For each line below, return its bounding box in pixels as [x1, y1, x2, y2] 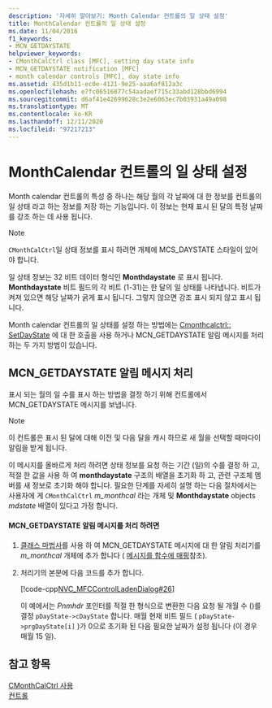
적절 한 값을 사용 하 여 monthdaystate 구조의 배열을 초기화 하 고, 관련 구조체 [8, 470, 253, 480]
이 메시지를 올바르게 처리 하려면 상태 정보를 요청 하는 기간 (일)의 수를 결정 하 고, [8, 460, 260, 470]
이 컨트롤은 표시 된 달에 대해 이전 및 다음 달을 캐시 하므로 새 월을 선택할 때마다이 [8, 432, 261, 442]
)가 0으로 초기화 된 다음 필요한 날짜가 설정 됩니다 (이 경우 [76, 621, 257, 631]
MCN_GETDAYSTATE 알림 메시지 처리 [8, 367, 193, 380]
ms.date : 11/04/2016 [8, 27, 79, 35]
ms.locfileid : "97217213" [8, 125, 96, 133]
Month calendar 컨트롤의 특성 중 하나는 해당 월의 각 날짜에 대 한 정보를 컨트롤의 [8, 191, 262, 201]
